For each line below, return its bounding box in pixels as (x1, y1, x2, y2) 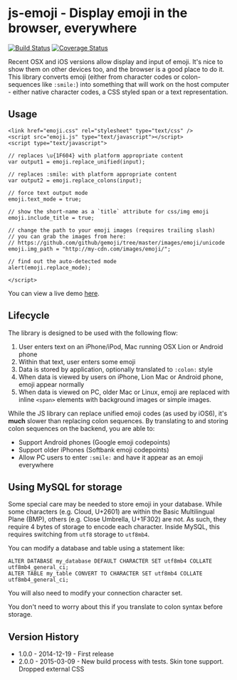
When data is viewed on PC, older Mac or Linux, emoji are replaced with (18, 388, 230, 396)
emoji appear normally (18, 380, 85, 388)
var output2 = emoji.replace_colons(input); (8, 176, 142, 184)
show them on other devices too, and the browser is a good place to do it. (8, 65, 225, 73)
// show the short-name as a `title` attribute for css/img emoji (8, 208, 209, 215)
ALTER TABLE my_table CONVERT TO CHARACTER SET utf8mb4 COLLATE (8, 570, 203, 578)
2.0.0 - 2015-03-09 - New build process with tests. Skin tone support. (18, 657, 223, 666)
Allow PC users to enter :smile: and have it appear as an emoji (18, 453, 204, 462)
